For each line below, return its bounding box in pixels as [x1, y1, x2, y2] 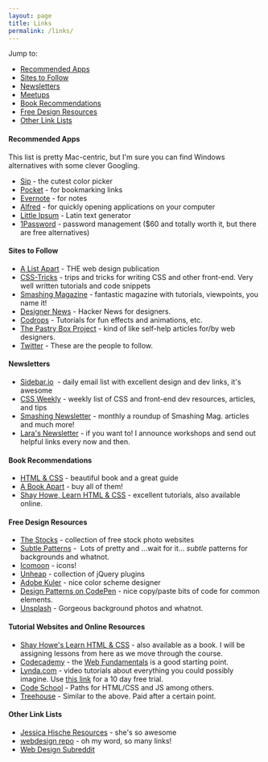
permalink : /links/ [8, 27, 74, 35]
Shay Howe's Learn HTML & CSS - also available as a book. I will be [19, 640, 245, 649]
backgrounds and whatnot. [19, 552, 110, 562]
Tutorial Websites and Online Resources [8, 621, 146, 632]
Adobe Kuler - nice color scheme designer [19, 578, 161, 587]
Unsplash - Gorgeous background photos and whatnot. [19, 603, 204, 613]
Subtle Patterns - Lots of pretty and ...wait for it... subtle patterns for [19, 544, 248, 554]
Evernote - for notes [19, 193, 88, 203]
